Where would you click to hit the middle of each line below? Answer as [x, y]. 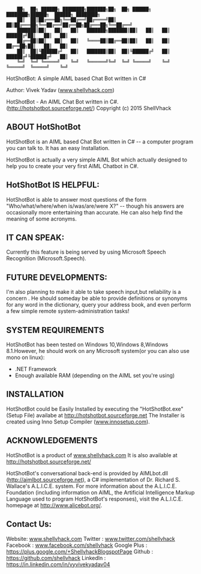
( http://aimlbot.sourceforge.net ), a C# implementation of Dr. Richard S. [93, 479]
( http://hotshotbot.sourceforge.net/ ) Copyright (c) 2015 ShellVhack [89, 108]
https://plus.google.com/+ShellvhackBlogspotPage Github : [80, 551]
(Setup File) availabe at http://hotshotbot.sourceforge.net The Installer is [95, 415]
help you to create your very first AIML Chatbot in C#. [73, 166]
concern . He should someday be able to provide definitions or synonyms [97, 298]
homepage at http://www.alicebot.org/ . [54, 505]
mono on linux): [25, 357]
